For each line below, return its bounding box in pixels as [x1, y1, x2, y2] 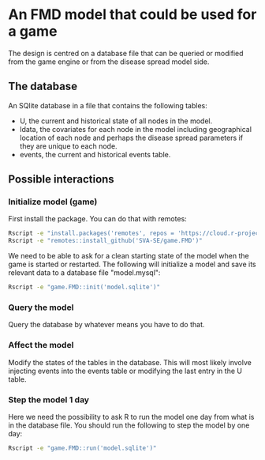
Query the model [8, 302, 74, 313]
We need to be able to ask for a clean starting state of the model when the [8, 251, 250, 261]
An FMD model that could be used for [8, 6, 257, 24]
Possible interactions [8, 172, 114, 187]
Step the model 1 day [8, 394, 89, 405]
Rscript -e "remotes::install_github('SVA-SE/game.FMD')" [8, 237, 203, 245]
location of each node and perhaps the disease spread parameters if [19, 133, 243, 142]
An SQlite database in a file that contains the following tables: [8, 100, 207, 110]
